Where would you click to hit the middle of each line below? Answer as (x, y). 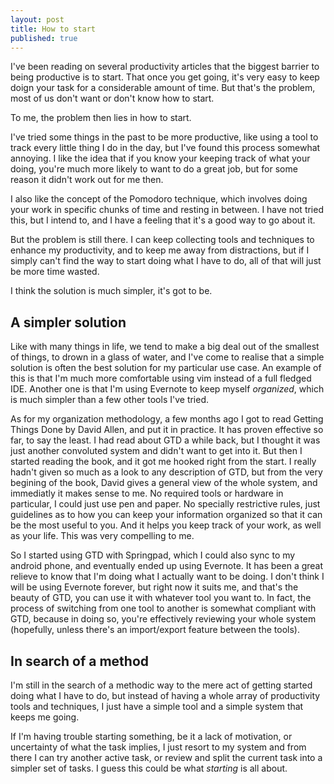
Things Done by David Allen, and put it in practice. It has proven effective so (167, 430)
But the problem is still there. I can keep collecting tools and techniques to (162, 240)
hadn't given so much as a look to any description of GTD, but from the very (166, 472)
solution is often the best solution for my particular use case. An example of (166, 368)
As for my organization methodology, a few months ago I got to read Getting (167, 419)
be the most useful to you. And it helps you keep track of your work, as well (166, 525)
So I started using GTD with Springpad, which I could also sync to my (153, 555)
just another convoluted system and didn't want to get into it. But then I (156, 451)
